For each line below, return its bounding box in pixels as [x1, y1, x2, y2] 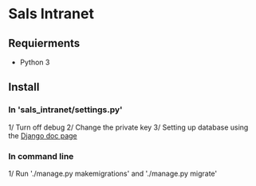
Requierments [8, 37, 81, 50]
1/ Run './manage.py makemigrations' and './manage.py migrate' [8, 169, 218, 178]
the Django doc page [8, 130, 77, 140]
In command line [8, 150, 74, 161]
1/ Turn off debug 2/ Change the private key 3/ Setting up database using [8, 122, 249, 132]
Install [8, 80, 40, 94]
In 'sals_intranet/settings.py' [8, 104, 123, 115]
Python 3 [19, 57, 50, 67]
